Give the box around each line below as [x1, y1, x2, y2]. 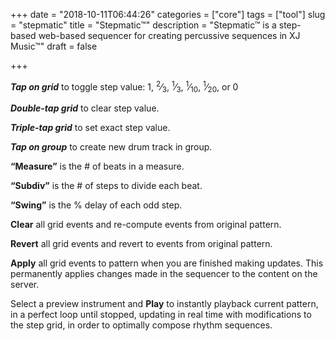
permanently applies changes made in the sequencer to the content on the [10, 268, 318, 280]
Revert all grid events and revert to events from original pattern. [10, 238, 273, 250]
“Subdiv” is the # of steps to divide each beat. [10, 180, 203, 192]
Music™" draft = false [10, 40, 98, 52]
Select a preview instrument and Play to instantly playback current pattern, [10, 298, 319, 310]
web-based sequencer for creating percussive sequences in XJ [38, 30, 301, 41]
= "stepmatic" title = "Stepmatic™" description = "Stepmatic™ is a [10, 19, 277, 31]
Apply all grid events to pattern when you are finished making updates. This [10, 257, 324, 269]
